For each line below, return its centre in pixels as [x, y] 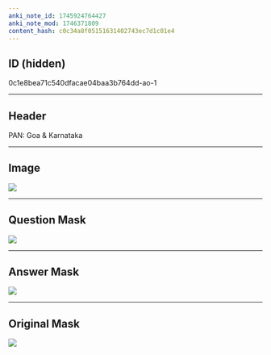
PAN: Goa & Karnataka [46, 135]
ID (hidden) [37, 63]
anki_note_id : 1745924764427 [57, 16]
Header [27, 116]
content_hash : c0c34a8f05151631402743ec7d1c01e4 [92, 31]
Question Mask [47, 220]
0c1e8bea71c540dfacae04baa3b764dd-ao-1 [83, 83]
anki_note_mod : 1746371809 [54, 23]
